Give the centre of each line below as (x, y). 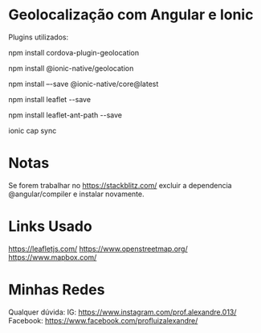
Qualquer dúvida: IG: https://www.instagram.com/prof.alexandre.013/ (122, 312)
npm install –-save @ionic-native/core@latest (84, 84)
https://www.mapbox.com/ (53, 257)
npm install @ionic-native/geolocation (71, 68)
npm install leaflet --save (49, 99)
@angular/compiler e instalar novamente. (76, 194)
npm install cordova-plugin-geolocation (74, 52)
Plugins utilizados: (39, 37)
